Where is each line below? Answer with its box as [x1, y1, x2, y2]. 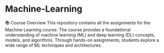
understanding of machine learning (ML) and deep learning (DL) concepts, [5, 32, 156, 37]
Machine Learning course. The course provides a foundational [5, 27, 131, 33]
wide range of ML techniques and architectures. [5, 42, 102, 48]
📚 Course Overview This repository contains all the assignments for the [5, 19, 151, 25]
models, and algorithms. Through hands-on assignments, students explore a [5, 37, 159, 43]
